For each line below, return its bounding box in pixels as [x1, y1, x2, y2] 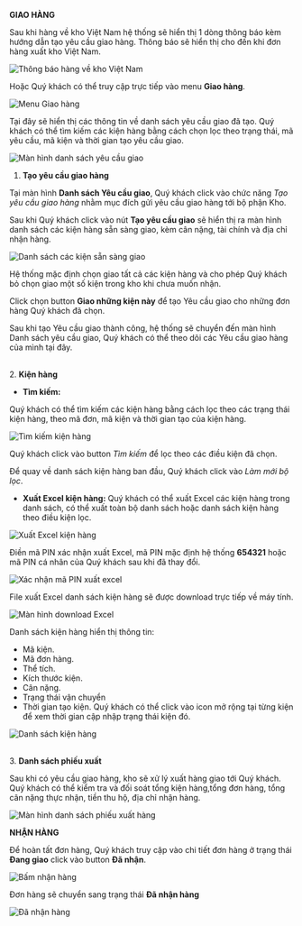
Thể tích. [22, 664, 56, 674]
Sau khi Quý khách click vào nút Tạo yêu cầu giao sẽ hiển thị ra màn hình [9, 215, 282, 225]
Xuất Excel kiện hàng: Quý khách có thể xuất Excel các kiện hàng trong [22, 493, 290, 503]
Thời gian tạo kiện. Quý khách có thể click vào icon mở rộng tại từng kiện [22, 701, 294, 712]
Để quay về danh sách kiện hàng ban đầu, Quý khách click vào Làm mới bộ [9, 466, 289, 476]
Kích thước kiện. [22, 673, 83, 683]
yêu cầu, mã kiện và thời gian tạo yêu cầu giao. [9, 135, 185, 145]
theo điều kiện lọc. [22, 512, 92, 523]
